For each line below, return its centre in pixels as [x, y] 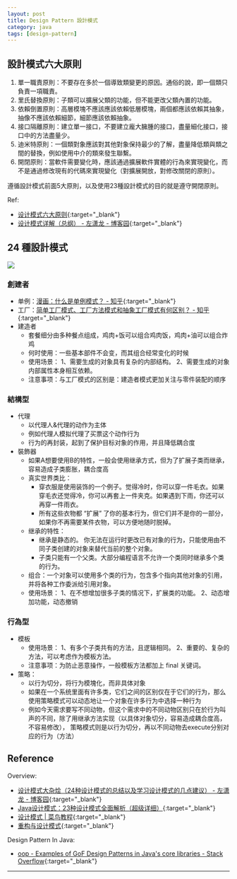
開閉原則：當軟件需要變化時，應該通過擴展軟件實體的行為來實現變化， [120, 162]
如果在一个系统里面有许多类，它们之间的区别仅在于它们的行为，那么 [127, 692]
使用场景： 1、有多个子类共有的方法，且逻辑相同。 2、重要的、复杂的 [129, 647]
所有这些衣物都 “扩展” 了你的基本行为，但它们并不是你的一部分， [133, 513]
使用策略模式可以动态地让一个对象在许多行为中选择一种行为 [115, 700]
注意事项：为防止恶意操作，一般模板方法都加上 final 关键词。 [116, 665]
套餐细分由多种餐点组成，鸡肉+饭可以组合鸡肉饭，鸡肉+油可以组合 [125, 335]
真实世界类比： [50, 478]
